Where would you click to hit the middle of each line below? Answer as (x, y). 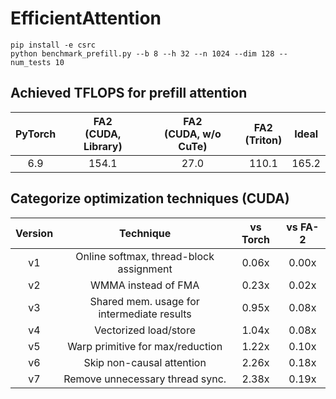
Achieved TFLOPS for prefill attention (129, 93)
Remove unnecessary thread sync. (145, 379)
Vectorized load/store (145, 330)
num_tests (31, 62)
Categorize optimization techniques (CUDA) (150, 198)
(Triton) (263, 140)
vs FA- (303, 227)
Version (34, 233)
